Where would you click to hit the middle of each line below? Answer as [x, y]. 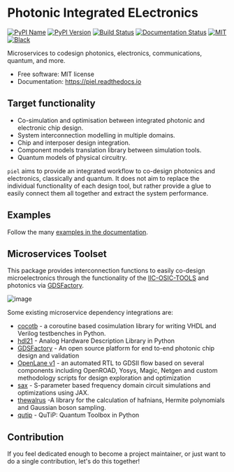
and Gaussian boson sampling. [61, 408]
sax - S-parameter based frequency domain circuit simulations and [114, 385]
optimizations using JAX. [53, 393]
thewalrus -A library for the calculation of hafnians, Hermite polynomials [121, 400]
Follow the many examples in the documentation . [78, 232]
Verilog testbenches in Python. [61, 334]
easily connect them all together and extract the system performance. [108, 193]
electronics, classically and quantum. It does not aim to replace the [104, 178]
